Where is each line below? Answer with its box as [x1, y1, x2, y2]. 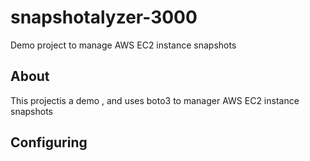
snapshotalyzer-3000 [10, 6, 198, 29]
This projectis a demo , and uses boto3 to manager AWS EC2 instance [10, 94, 300, 106]
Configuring [10, 134, 88, 151]
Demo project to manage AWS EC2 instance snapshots [10, 39, 237, 51]
